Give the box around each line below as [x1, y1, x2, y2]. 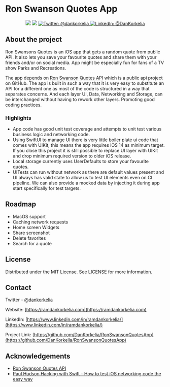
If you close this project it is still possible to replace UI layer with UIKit [12, 148, 158, 154]
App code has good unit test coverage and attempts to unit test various [12, 126, 162, 132]
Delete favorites [12, 235, 46, 241]
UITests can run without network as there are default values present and [12, 169, 164, 175]
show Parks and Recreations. [5, 64, 66, 71]
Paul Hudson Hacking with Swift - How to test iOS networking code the [12, 371, 161, 377]
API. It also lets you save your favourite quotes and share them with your [5, 54, 157, 60]
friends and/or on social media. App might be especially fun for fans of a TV [5, 59, 164, 66]
